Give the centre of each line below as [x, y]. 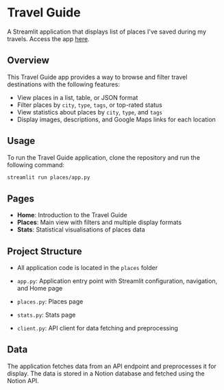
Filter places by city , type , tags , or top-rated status [89, 105]
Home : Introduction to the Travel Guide [72, 215]
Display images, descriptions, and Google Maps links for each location [116, 119]
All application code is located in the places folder [87, 268]
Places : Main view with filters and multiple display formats [99, 222]
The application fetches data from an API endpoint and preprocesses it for [112, 366]
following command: [36, 164]
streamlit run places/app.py [49, 177]
